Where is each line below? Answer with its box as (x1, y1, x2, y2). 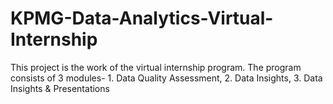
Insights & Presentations (10, 82, 110, 94)
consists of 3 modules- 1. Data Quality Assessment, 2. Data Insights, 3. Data (10, 72, 323, 84)
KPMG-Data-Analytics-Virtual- (10, 7, 274, 30)
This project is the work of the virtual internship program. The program (10, 61, 302, 73)
